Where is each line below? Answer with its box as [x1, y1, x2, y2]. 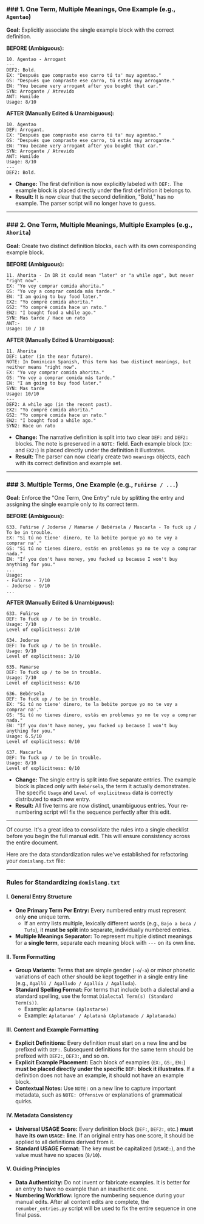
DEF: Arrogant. [6, 127, 45, 133]
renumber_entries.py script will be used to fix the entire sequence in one [15, 1204, 197, 1212]
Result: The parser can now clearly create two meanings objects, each [15, 453, 190, 460]
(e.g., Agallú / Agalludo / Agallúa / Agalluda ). [15, 980, 137, 987]
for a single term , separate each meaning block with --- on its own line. [15, 939, 195, 947]
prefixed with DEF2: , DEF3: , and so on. [15, 1052, 109, 1059]
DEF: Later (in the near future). [6, 353, 94, 360]
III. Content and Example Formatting [6, 1026, 99, 1033]
